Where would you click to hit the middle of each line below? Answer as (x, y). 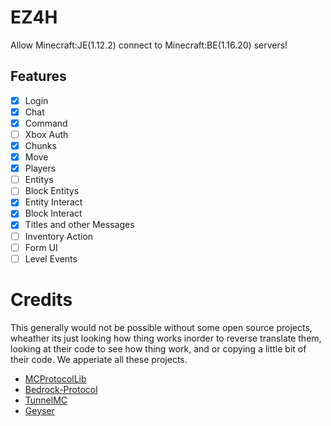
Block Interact (53, 213)
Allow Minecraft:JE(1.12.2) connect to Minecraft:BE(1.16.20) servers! (149, 45)
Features (38, 76)
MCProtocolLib (55, 378)
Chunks (40, 145)
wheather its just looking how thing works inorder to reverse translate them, (166, 338)
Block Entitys (52, 191)
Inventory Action (59, 236)
